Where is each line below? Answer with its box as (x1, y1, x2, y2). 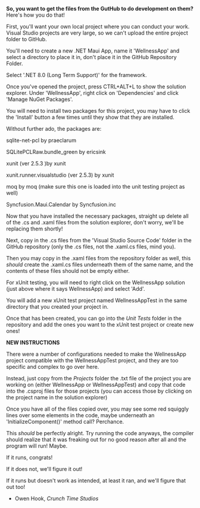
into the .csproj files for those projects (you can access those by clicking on (6, 387, 192, 395)
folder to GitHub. (6, 36, 47, 42)
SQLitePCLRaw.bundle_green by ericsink (6, 149, 106, 155)
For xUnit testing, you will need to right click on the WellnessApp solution (6, 279, 186, 286)
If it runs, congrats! (6, 454, 53, 461)
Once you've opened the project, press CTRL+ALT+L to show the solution (6, 83, 186, 90)
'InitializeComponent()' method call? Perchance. (6, 418, 124, 425)
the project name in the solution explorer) (6, 394, 108, 401)
